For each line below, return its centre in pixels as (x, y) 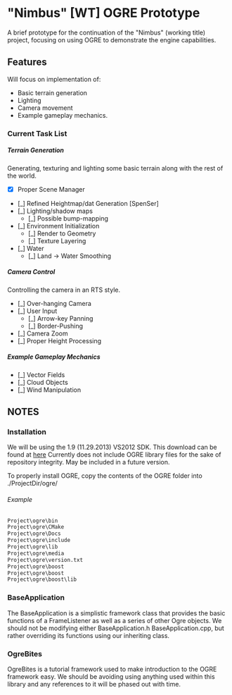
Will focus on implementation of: (54, 79)
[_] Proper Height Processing (59, 340)
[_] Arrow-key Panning (60, 318)
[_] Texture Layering (57, 240)
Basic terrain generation (52, 92)
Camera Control (31, 272)
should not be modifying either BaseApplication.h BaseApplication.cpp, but (116, 628)
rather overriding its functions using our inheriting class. (89, 635)
